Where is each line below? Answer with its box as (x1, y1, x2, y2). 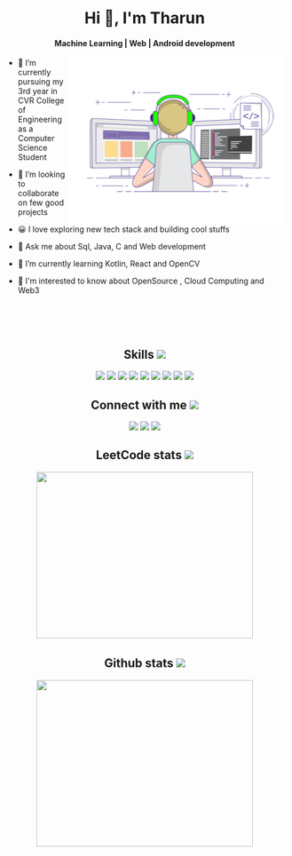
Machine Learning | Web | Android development (54, 37, 235, 48)
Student (17, 152, 47, 162)
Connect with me (90, 397, 188, 412)
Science (17, 142, 48, 154)
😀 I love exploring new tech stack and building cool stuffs (17, 224, 230, 234)
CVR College (17, 95, 65, 106)
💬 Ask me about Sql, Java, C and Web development (17, 242, 207, 252)
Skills (123, 346, 154, 362)
